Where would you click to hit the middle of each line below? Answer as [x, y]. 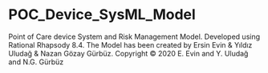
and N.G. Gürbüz [36, 62]
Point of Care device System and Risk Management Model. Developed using [134, 36]
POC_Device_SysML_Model [102, 15]
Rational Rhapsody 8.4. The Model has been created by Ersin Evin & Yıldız [130, 44]
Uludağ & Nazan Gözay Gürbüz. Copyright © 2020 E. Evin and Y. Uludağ [128, 53]
